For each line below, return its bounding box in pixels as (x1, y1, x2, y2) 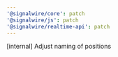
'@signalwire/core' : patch (6, 10, 85, 17)
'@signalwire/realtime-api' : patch (6, 23, 110, 30)
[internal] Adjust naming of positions (6, 42, 112, 51)
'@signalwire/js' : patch (6, 17, 79, 24)
